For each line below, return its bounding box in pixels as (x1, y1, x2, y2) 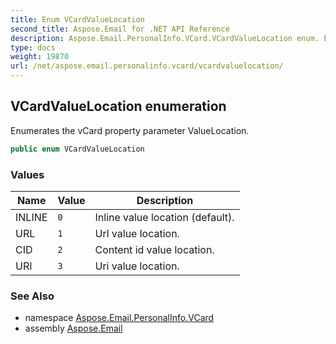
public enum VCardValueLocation (10, 144, 145, 154)
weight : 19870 (10, 52, 70, 62)
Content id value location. (94, 242, 215, 256)
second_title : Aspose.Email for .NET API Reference (10, 24, 230, 34)
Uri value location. (94, 259, 180, 273)
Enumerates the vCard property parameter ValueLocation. (10, 124, 250, 136)
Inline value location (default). (94, 210, 235, 224)
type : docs (10, 42, 56, 53)
